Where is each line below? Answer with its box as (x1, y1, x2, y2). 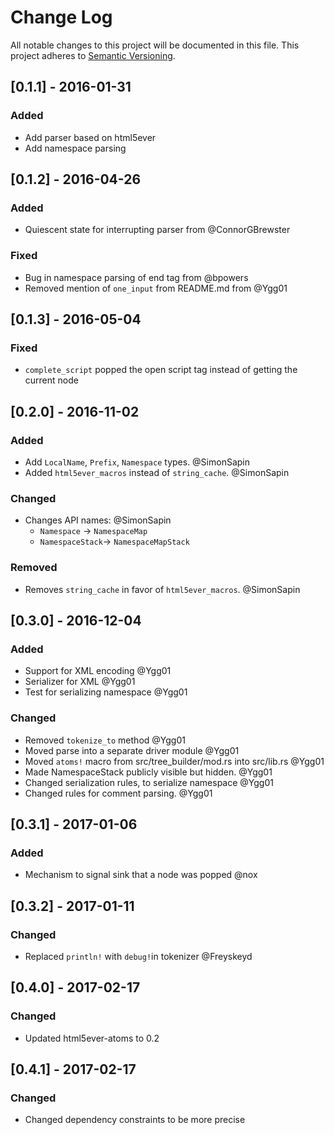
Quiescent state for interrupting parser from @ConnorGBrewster (24, 224, 291, 236)
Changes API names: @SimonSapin (24, 514, 172, 526)
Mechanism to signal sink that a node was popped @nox (24, 869, 258, 881)
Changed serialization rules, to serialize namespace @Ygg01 (24, 776, 274, 788)
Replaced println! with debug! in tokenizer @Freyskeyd (24, 950, 253, 962)
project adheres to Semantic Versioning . (10, 49, 176, 61)
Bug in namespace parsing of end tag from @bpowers (24, 271, 249, 283)
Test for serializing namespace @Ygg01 (24, 686, 188, 698)
